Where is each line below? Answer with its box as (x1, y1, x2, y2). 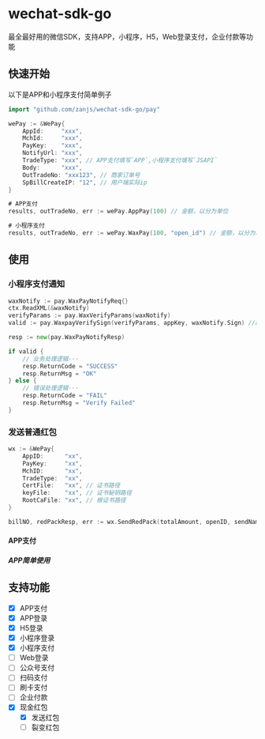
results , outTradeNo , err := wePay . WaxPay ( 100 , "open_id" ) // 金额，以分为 (8, 229, 256, 237)
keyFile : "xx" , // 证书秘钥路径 (22, 489, 132, 497)
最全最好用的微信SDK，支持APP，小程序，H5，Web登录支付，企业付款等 (8, 32, 247, 41)
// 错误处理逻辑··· (22, 384, 79, 392)
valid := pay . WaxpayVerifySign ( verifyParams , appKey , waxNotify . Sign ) (8, 319, 245, 327)
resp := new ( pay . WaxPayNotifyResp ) (8, 334, 125, 341)
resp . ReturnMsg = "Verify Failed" (22, 399, 136, 407)
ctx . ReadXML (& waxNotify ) (8, 304, 90, 312)
